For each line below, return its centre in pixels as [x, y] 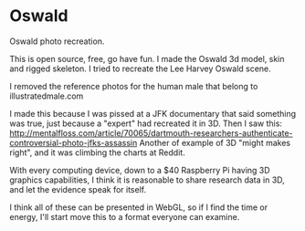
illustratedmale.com [47, 96]
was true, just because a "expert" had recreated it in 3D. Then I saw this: [146, 123]
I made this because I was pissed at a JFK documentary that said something [153, 113]
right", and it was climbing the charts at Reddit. [97, 152]
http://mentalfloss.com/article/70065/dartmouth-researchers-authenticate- [152, 132]
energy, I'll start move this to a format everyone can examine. [125, 216]
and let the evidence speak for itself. [78, 189]
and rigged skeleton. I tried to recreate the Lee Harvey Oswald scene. [140, 68]
